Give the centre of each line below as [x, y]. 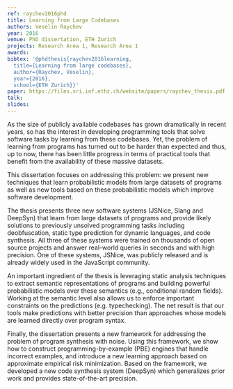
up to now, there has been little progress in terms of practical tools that [109, 153]
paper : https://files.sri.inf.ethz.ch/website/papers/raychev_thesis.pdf [116, 91]
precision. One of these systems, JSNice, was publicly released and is [108, 254]
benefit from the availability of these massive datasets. [86, 161]
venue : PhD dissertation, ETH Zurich [62, 40]
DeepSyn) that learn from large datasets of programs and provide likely [109, 218]
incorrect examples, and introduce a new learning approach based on [107, 356]
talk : [15, 98]
